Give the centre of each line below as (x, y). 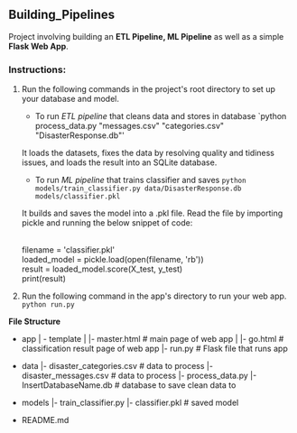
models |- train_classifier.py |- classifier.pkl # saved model (130, 403)
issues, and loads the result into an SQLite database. (119, 162)
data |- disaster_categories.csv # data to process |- (117, 366)
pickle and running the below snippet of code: (107, 223)
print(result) (44, 279)
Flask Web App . (38, 46)
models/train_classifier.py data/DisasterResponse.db (138, 189)
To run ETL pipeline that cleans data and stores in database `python (161, 116)
